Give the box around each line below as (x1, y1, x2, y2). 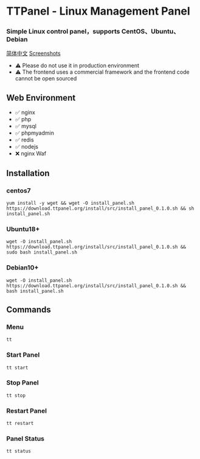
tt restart (6, 421, 34, 427)
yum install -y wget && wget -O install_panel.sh (6, 200, 135, 206)
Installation (6, 168, 50, 178)
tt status (6, 448, 32, 455)
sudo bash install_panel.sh (6, 249, 78, 255)
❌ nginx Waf (15, 150, 47, 157)
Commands (6, 304, 52, 315)
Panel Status (6, 435, 44, 443)
